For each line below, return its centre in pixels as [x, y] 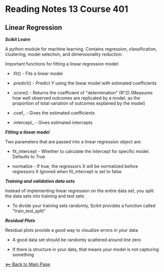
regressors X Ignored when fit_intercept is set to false [67, 171]
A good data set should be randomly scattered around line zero [77, 240]
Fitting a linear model [27, 132]
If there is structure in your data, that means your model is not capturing [85, 249]
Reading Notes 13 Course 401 [67, 9]
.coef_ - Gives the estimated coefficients [54, 113]
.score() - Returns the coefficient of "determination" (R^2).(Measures [82, 93]
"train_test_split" [29, 211]
